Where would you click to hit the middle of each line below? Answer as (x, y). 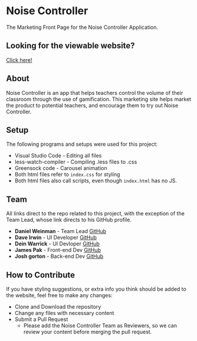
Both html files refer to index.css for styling (67, 175)
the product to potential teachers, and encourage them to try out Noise (92, 105)
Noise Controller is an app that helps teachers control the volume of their (95, 93)
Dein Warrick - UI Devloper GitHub (57, 244)
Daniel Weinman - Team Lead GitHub (60, 231)
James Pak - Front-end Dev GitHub (58, 250)
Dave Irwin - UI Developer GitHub (56, 238)
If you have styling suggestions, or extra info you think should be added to (96, 289)
